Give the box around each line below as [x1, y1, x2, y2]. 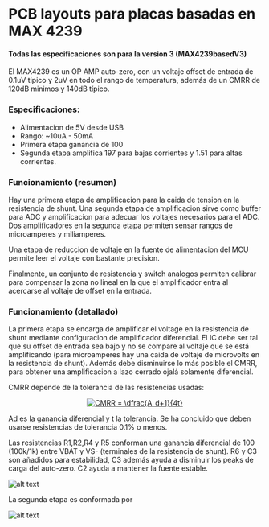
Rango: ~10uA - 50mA [19, 130, 94, 141]
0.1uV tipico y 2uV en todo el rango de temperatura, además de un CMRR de [8, 76, 261, 85]
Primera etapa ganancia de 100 [19, 139, 124, 149]
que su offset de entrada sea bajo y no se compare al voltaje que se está [8, 341, 250, 351]
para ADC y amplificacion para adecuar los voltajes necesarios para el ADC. [8, 212, 260, 221]
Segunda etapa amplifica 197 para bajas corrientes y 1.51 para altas [19, 148, 243, 158]
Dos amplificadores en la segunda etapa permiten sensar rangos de [8, 220, 233, 230]
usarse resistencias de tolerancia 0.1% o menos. [8, 422, 168, 432]
